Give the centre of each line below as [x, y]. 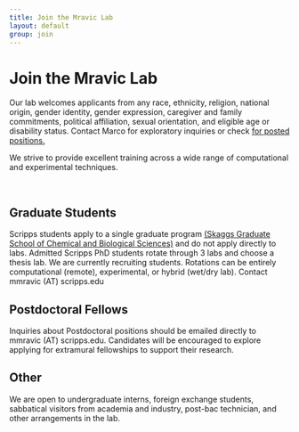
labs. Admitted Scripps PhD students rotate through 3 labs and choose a [141, 253]
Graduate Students [63, 212]
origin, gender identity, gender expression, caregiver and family [126, 112]
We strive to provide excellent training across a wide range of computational [149, 158]
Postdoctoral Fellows [69, 310]
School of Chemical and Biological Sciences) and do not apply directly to [143, 244]
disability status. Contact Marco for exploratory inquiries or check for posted [149, 131]
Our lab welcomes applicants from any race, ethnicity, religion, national [139, 102]
